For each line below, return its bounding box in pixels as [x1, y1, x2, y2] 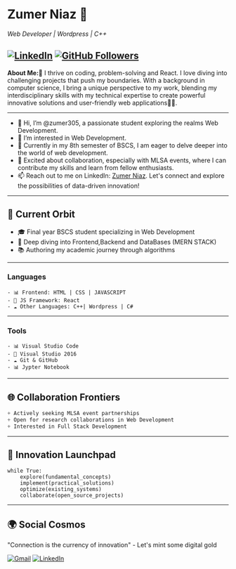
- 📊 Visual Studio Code [7, 343, 79, 350]
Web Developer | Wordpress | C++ [7, 30, 107, 38]
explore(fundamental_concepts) [20, 473, 112, 480]
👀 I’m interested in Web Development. [17, 133, 126, 142]
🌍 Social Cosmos [7, 518, 86, 530]
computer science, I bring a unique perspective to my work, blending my [7, 84, 218, 92]
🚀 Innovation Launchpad [7, 449, 116, 461]
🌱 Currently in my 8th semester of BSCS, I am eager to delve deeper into [17, 140, 228, 150]
